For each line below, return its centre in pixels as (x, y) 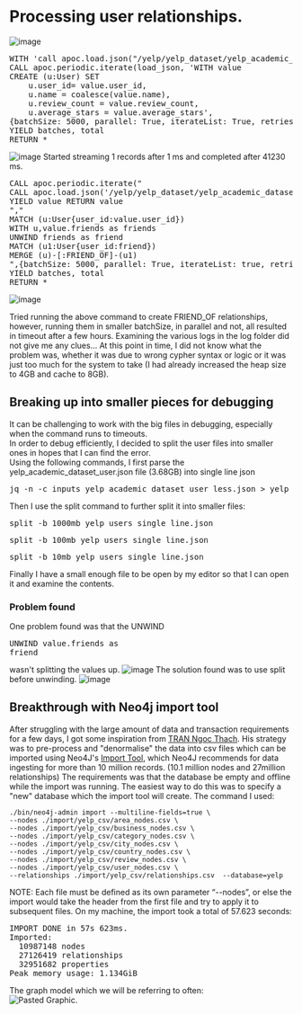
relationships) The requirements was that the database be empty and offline (150, 777)
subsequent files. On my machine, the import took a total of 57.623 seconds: (151, 911)
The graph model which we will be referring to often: (107, 990)
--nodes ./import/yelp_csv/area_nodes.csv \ (94, 820)
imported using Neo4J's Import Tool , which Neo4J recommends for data (144, 758)
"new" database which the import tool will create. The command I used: (142, 796)
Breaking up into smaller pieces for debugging (142, 402)
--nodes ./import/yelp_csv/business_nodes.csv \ (102, 828)
